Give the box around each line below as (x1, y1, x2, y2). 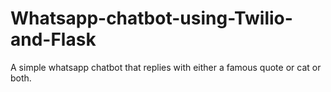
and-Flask (10, 28, 97, 51)
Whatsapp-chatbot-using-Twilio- (10, 7, 293, 30)
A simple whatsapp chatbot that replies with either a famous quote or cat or (10, 61, 322, 73)
